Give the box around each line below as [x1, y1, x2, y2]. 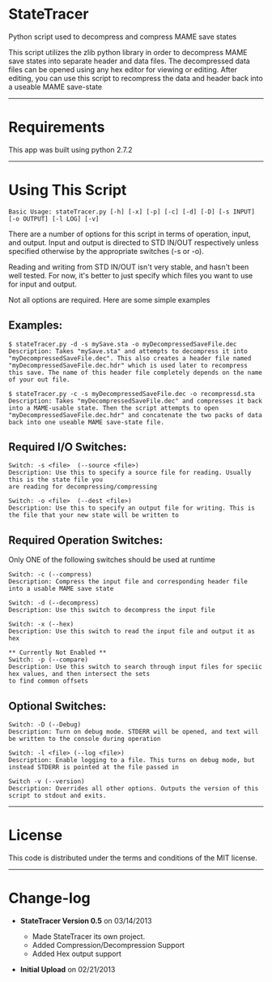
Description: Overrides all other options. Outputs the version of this [8, 785, 259, 793]
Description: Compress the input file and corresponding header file [8, 578, 249, 586]
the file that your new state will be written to [8, 511, 180, 519]
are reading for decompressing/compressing [8, 483, 158, 491]
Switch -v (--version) [8, 777, 85, 786]
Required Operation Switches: [8, 533, 164, 547]
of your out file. [8, 375, 70, 384]
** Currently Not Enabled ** [8, 648, 107, 657]
